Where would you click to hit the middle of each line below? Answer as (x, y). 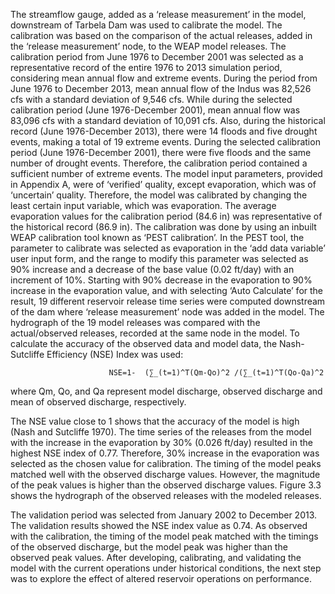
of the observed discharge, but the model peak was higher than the (149, 547)
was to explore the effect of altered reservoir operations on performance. (161, 578)
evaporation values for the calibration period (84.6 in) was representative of (166, 216)
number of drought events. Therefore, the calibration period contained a (159, 163)
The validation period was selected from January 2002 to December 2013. (164, 515)
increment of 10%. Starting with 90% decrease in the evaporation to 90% (161, 280)
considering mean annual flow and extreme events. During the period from (164, 78)
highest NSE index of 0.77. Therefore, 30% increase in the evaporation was (165, 453)
